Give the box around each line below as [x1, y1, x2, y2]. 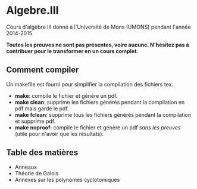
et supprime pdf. [14, 117, 56, 125]
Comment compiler [6, 65, 79, 75]
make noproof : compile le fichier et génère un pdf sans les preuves [14, 123, 181, 131]
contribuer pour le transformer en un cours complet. [6, 47, 139, 54]
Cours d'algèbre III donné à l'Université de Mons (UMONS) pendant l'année [6, 23, 191, 30]
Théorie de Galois [14, 169, 59, 176]
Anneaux [14, 163, 37, 171]
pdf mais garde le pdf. [14, 105, 70, 112]
